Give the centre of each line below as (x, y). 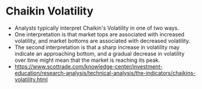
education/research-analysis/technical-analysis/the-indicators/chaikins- (105, 73)
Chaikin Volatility (49, 11)
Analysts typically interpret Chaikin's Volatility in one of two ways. (97, 28)
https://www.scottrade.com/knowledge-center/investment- (89, 66)
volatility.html (31, 79)
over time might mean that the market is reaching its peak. (87, 60)
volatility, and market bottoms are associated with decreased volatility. (102, 41)
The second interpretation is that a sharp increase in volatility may (97, 47)
